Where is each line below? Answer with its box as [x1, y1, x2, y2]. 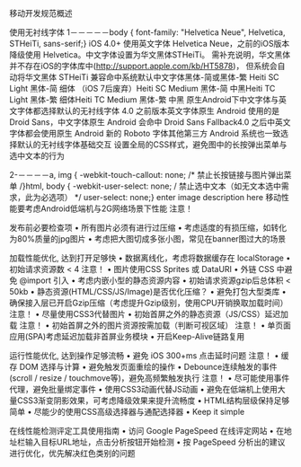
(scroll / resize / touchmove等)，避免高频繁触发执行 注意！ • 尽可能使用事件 [9, 373, 290, 383]
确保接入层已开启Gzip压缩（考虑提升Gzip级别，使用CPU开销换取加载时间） [9, 297, 288, 308]
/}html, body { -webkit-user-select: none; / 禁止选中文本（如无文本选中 [19, 181, 281, 191]
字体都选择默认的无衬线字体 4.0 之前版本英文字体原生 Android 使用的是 [16, 106, 280, 116]
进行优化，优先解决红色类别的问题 [9, 448, 136, 458]
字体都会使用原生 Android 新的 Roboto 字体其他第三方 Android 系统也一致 [9, 128, 281, 138]
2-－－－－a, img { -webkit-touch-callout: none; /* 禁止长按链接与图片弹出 [9, 170, 285, 180]
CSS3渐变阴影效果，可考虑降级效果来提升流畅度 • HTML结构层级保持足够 [16, 395, 290, 406]
